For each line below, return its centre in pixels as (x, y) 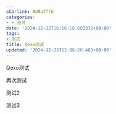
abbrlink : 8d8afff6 (30, 12)
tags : (13, 34)
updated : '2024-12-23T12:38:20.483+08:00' (59, 50)
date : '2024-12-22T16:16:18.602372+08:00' (59, 28)
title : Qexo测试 (25, 45)
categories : (21, 17)
